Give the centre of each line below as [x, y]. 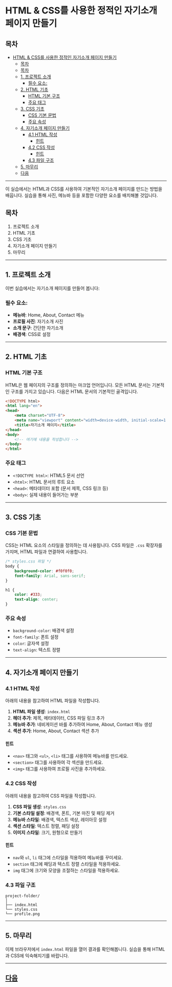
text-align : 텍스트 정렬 [36, 650]
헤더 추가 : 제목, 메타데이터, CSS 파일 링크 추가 [59, 718]
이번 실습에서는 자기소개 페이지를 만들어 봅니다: [52, 288]
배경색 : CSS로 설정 [32, 334]
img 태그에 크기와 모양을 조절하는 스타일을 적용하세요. [66, 870]
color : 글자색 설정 [31, 643]
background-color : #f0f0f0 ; [44, 571]
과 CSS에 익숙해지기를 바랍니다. [37, 956]
